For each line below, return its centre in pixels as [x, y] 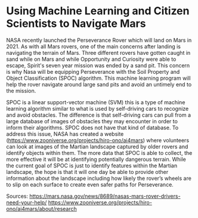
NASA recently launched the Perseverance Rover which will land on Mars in [99, 40]
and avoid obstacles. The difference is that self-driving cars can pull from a [99, 115]
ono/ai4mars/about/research [42, 208]
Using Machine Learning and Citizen [98, 11]
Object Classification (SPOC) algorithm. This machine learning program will [98, 78]
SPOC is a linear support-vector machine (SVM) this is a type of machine [96, 102]
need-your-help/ [27, 202]
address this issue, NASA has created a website [65, 134]
